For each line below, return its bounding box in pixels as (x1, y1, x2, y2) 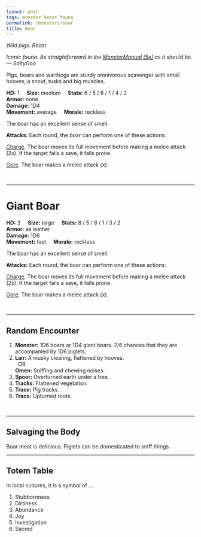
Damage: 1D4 (6, 102, 40, 110)
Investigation (14, 518, 47, 526)
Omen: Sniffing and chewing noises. (14, 367, 105, 374)
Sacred (14, 525, 33, 532)
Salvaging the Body (6, 427, 81, 437)
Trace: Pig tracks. (14, 386, 59, 393)
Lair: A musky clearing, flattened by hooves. (14, 354, 124, 361)
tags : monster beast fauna (6, 14, 74, 20)
